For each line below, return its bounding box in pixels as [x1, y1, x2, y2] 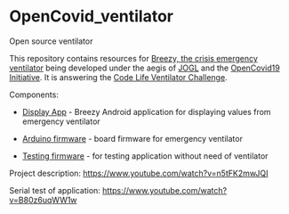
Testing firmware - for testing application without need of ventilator [21, 150, 269, 161]
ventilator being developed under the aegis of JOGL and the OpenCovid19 [9, 62, 280, 73]
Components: [9, 89, 60, 100]
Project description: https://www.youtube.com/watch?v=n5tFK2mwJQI [9, 168, 269, 178]
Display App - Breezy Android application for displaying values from [21, 106, 271, 117]
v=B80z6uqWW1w [9, 194, 77, 205]
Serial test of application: [9, 185, 100, 195]
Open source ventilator [9, 36, 93, 46]
